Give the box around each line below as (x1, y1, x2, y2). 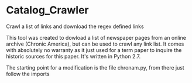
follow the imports (6, 70, 50, 77)
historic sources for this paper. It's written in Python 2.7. (6, 53, 141, 60)
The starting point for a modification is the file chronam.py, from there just (6, 64, 184, 71)
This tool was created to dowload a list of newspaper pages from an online (6, 34, 186, 41)
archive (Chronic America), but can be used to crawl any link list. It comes (6, 40, 184, 47)
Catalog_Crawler (6, 4, 89, 17)
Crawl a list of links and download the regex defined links (6, 23, 145, 30)
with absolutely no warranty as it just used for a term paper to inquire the (6, 46, 182, 53)
